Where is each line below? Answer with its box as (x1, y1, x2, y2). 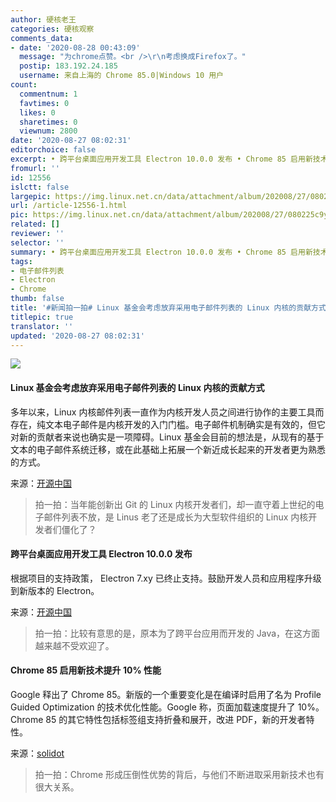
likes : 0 (19, 107, 56, 118)
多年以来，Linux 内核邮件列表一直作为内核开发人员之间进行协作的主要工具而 (10, 406, 325, 418)
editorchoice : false (10, 145, 97, 155)
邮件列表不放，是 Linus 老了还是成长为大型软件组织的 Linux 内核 (43, 511, 309, 523)
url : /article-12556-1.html (10, 201, 128, 211)
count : (10, 80, 38, 90)
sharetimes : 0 (19, 117, 78, 127)
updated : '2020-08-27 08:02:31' (10, 331, 145, 341)
